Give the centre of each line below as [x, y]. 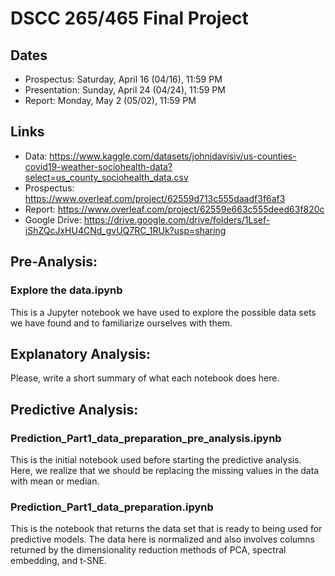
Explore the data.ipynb [66, 290]
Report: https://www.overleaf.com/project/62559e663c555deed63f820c [174, 209]
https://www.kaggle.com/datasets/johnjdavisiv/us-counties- [173, 156]
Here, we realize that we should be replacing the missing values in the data [165, 470]
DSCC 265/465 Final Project [129, 18]
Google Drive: [53, 219]
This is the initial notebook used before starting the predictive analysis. [156, 460]
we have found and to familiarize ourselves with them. [121, 323]
